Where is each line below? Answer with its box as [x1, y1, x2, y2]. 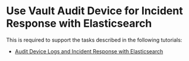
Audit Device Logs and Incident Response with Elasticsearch [14, 47, 163, 54]
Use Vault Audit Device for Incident [6, 4, 183, 18]
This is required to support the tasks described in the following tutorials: [6, 36, 182, 43]
